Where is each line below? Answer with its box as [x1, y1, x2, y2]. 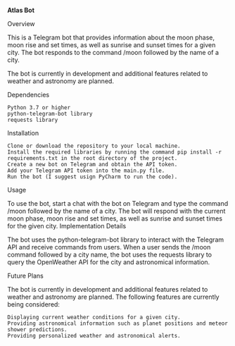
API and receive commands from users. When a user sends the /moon [7, 243, 211, 251]
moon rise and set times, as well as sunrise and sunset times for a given [7, 41, 216, 49]
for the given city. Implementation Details [7, 222, 127, 230]
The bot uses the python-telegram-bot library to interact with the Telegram [7, 235, 224, 244]
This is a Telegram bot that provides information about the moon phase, [7, 33, 215, 42]
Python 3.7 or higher [7, 104, 71, 111]
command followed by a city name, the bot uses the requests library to [7, 250, 212, 259]
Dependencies [7, 91, 50, 99]
